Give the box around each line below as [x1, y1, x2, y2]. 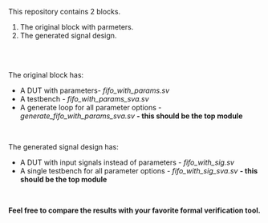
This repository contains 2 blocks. [8, 7, 121, 16]
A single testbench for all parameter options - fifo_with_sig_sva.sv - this [19, 166, 258, 175]
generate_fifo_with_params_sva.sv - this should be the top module [19, 111, 243, 121]
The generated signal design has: [8, 142, 119, 151]
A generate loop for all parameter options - [19, 103, 162, 112]
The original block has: [8, 70, 84, 79]
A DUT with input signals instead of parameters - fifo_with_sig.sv [19, 157, 235, 167]
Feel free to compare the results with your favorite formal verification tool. [8, 205, 261, 215]
